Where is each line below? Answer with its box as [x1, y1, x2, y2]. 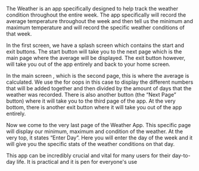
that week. [6, 30, 32, 37]
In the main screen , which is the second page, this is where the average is [6, 72, 189, 79]
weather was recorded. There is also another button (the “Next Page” [6, 91, 177, 98]
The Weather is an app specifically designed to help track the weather [6, 5, 179, 12]
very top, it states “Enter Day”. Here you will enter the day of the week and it [6, 134, 193, 141]
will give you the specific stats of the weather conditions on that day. [6, 141, 175, 147]
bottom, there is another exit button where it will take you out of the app [6, 104, 182, 110]
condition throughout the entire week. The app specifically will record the [6, 11, 186, 18]
